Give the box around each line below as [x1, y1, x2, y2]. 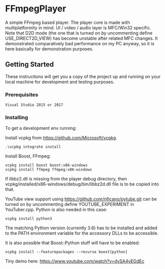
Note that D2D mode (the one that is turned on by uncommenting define [5, 30, 153, 36]
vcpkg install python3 [5, 216, 52, 221]
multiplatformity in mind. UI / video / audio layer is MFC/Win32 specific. [5, 24, 152, 30]
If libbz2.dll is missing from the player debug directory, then [5, 176, 127, 182]
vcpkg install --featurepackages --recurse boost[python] [5, 250, 128, 255]
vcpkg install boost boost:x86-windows [5, 163, 88, 168]
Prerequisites [5, 91, 38, 98]
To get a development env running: [5, 125, 77, 131]
